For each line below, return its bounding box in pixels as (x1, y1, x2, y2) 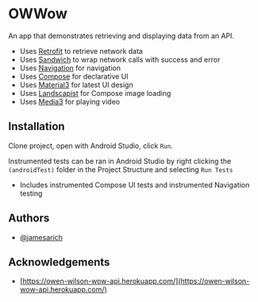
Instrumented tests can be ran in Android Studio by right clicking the (8, 156, 232, 166)
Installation (8, 120, 65, 133)
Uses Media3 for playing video (19, 97, 121, 106)
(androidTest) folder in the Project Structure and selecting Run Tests (8, 164, 233, 174)
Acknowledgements (8, 255, 110, 269)
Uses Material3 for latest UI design (19, 80, 133, 90)
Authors (8, 212, 50, 225)
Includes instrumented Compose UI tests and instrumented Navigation (19, 180, 250, 189)
